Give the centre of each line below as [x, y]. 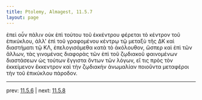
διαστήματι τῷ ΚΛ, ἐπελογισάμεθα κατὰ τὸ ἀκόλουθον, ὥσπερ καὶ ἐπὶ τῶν [99, 47]
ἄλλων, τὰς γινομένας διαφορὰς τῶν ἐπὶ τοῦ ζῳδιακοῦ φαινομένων [92, 54]
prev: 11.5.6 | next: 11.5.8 [36, 90]
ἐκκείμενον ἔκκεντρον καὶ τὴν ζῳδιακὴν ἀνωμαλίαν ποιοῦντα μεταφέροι [98, 66]
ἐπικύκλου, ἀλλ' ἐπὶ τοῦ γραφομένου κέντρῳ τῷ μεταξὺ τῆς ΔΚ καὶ [90, 41]
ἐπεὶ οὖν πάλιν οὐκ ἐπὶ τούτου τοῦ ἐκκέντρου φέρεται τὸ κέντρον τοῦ [93, 34]
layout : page [23, 17]
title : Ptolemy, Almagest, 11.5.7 [50, 12]
